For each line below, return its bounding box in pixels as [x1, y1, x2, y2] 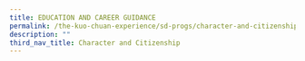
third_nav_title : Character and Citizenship [9, 38, 181, 48]
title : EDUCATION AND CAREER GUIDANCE [9, 13, 156, 22]
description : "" [9, 30, 71, 39]
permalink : [9, 22, 51, 30]
